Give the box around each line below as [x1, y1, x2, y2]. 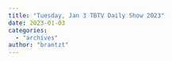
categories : [8, 26, 48, 34]
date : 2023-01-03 [8, 19, 66, 27]
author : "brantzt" [8, 41, 69, 49]
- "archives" [15, 33, 59, 42]
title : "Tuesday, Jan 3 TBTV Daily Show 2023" [8, 11, 165, 20]
